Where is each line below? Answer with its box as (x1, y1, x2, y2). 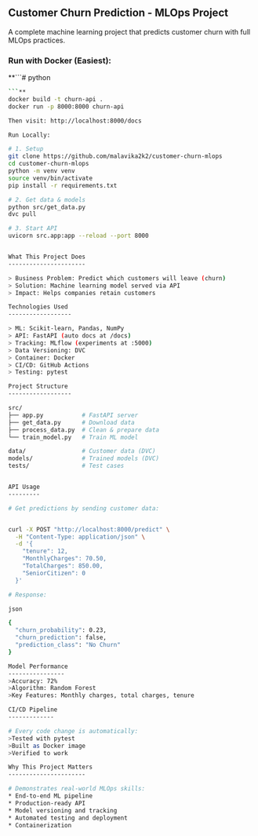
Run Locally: (8, 131, 51, 139)
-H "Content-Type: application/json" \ (15, 533, 146, 541)
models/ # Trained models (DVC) (8, 455, 159, 462)
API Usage (8, 483, 41, 491)
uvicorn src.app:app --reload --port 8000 (8, 232, 149, 240)
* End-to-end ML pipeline (8, 792, 93, 800)
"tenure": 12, (22, 547, 68, 556)
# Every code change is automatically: (8, 727, 139, 735)
